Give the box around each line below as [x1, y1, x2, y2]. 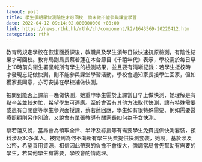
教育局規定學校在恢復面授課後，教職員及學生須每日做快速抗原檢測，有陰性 [6, 49, 191, 56]
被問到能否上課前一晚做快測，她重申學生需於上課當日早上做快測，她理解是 [6, 92, 191, 99]
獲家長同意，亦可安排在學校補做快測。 [6, 79, 101, 86]
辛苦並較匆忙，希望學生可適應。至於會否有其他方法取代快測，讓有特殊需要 [11, 99, 196, 106]
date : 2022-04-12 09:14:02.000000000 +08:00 [6, 20, 120, 26]
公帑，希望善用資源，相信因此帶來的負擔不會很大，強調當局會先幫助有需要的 [6, 142, 196, 149]
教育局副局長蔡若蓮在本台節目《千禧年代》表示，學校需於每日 [37, 56, 191, 63]
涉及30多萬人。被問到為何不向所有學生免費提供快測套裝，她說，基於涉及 [11, 134, 192, 142]
